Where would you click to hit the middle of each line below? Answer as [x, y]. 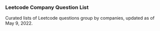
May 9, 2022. [19, 23]
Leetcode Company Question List [47, 7]
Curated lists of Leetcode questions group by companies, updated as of [80, 18]
